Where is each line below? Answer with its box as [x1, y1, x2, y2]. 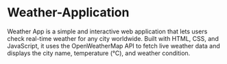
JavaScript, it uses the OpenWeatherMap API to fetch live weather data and [7, 42, 221, 50]
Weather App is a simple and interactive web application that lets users [7, 27, 208, 35]
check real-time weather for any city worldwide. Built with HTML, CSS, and [7, 34, 219, 42]
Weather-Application [7, 5, 130, 20]
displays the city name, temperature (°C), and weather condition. [7, 49, 191, 57]
